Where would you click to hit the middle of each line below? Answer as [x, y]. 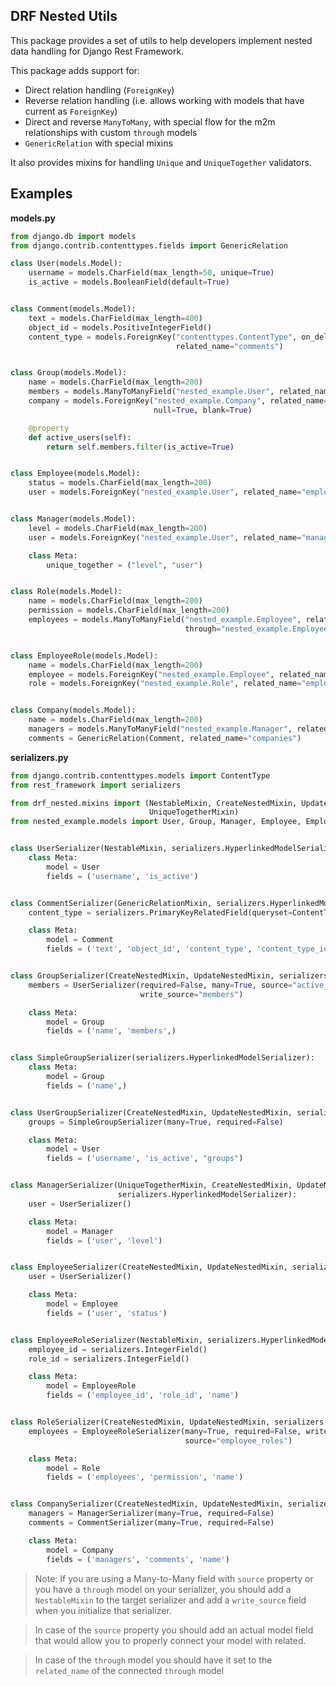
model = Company [80, 1550]
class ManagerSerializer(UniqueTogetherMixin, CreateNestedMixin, [151, 1185]
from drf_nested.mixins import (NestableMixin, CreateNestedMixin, [154, 803]
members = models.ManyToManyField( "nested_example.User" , [151, 392]
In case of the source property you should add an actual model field [174, 1630]
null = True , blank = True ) [203, 410]
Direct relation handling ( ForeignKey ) [99, 90]
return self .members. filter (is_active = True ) [140, 447]
